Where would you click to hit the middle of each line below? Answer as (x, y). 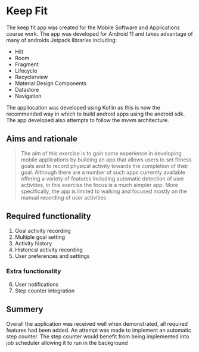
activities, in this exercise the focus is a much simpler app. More (99, 185)
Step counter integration (45, 291)
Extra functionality (34, 271)
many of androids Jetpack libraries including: (62, 40)
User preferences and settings (52, 256)
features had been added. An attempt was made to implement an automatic (99, 330)
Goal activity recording (43, 230)
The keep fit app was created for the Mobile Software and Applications (93, 27)
